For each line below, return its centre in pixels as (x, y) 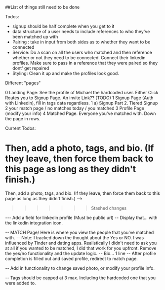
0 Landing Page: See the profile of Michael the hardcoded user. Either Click (82, 92)
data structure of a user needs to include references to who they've (81, 31)
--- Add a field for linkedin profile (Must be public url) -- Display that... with (81, 217)
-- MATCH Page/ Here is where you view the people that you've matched (80, 232)
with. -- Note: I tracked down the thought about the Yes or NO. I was (75, 237)
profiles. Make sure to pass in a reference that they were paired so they (85, 63)
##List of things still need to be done (42, 7)
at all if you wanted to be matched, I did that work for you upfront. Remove (81, 248)
